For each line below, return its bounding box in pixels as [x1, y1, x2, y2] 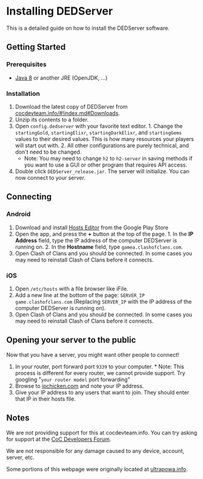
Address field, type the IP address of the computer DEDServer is [15, 236, 178, 244]
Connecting [6, 191, 52, 202]
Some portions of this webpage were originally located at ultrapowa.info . [6, 465, 188, 472]
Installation [6, 89, 41, 98]
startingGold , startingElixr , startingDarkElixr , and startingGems [15, 129, 182, 136]
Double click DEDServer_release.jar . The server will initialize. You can [15, 167, 190, 174]
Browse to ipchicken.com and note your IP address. [15, 382, 144, 390]
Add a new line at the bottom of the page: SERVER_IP [15, 291, 145, 298]
